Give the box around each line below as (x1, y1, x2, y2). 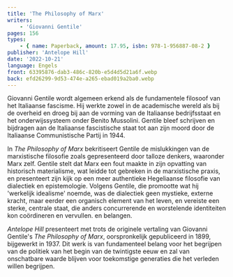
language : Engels (7, 62, 58, 69)
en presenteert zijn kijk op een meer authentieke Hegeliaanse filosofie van (7, 174, 221, 183)
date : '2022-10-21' (7, 56, 64, 63)
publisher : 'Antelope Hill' (7, 50, 89, 57)
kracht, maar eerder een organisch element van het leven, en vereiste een (7, 197, 220, 205)
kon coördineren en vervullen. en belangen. (7, 211, 133, 220)
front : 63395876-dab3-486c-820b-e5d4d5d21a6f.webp (7, 68, 158, 75)
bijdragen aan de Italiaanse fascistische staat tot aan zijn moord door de (7, 123, 215, 133)
